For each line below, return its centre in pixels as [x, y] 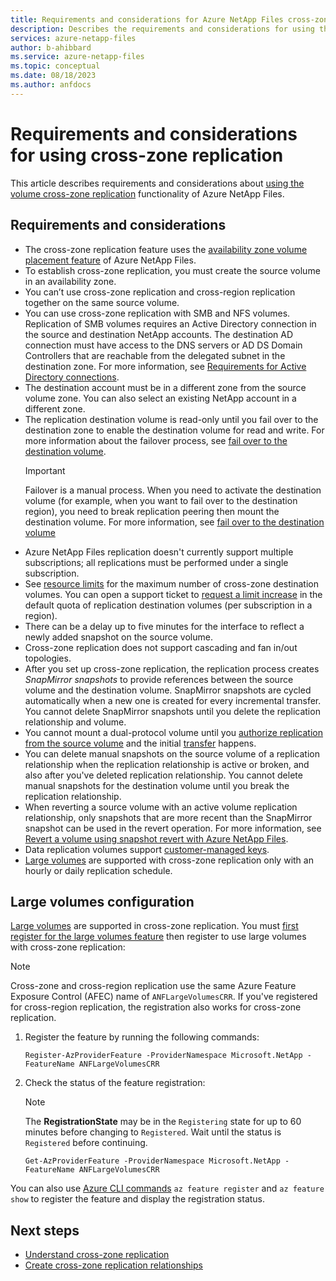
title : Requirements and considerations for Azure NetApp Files [147, 19]
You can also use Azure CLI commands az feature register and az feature [167, 1188]
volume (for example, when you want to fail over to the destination [161, 500]
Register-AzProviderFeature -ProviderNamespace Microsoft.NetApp [163, 1056]
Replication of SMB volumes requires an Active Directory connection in [170, 323]
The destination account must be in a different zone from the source [165, 387]
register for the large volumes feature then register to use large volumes [158, 937]
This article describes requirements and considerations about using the [157, 183]
